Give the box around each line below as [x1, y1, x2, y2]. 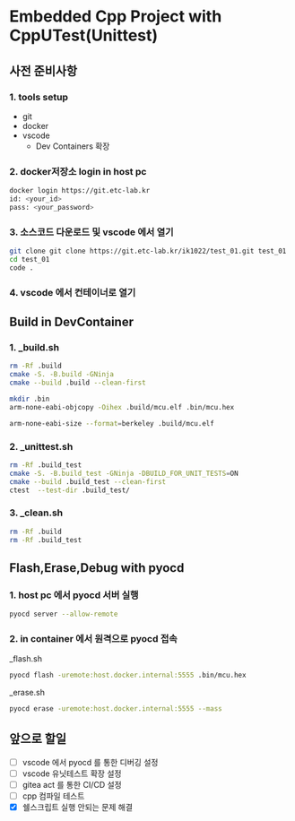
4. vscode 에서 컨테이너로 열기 [9, 286, 136, 298]
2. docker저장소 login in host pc [9, 165, 147, 177]
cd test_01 [9, 255, 50, 264]
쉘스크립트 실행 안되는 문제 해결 [22, 802, 133, 813]
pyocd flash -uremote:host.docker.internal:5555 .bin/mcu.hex [9, 670, 247, 680]
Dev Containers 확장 [35, 141, 110, 151]
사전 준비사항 [9, 63, 78, 78]
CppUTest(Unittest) [9, 25, 159, 46]
